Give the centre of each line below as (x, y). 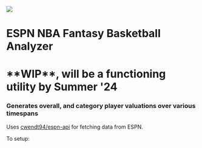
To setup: (18, 138)
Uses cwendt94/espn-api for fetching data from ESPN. (75, 127)
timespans (22, 113)
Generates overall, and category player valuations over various (101, 106)
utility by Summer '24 (62, 87)
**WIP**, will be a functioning (86, 74)
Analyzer (30, 46)
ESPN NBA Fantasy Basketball (83, 34)
